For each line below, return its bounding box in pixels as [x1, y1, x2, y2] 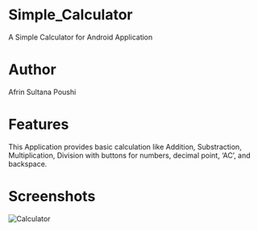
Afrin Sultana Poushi [8, 87, 77, 97]
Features [8, 115, 69, 134]
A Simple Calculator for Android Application [8, 32, 153, 42]
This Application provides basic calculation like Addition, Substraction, [8, 142, 242, 151]
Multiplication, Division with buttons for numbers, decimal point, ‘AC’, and [8, 151, 252, 160]
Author [8, 60, 56, 79]
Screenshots [8, 188, 96, 205]
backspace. [8, 159, 48, 168]
